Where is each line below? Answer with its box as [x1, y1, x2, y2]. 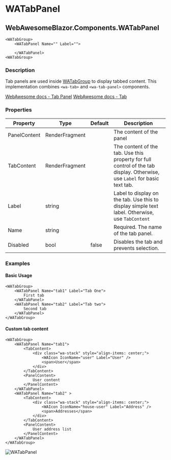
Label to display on [113, 190, 159, 197]
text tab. [113, 181, 133, 188]
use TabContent [113, 215, 150, 222]
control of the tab [113, 162, 155, 169]
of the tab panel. [113, 229, 153, 237]
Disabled [8, 241, 29, 248]
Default [90, 120, 109, 127]
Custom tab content [5, 326, 48, 332]
